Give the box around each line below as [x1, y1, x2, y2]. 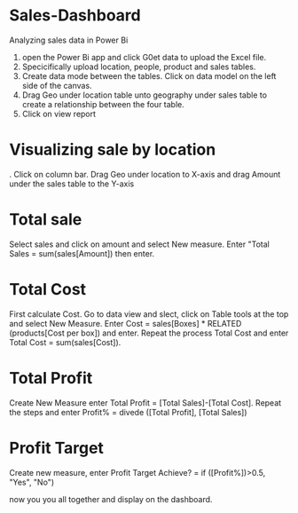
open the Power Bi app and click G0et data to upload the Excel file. [21, 51, 267, 62]
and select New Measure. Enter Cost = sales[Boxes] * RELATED [9, 318, 242, 328]
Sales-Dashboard [9, 5, 141, 26]
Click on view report [21, 108, 96, 119]
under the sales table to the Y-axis [9, 178, 135, 189]
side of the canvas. [21, 80, 92, 91]
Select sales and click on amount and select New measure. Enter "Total [9, 239, 271, 249]
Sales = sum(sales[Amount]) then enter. [9, 248, 155, 258]
